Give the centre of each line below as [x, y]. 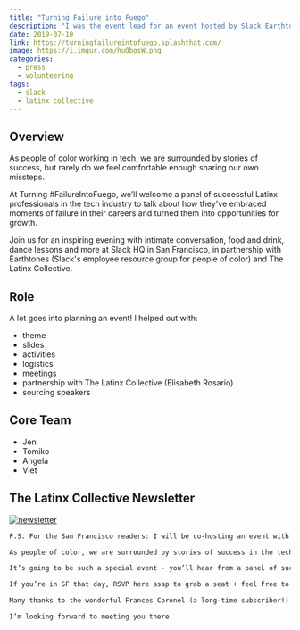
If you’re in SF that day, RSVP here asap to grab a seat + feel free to [150, 584]
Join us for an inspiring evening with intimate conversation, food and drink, [147, 240]
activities [39, 354]
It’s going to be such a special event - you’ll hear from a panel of [143, 568]
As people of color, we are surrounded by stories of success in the [142, 552]
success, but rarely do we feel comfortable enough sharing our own [134, 168]
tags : [19, 84]
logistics [37, 364]
